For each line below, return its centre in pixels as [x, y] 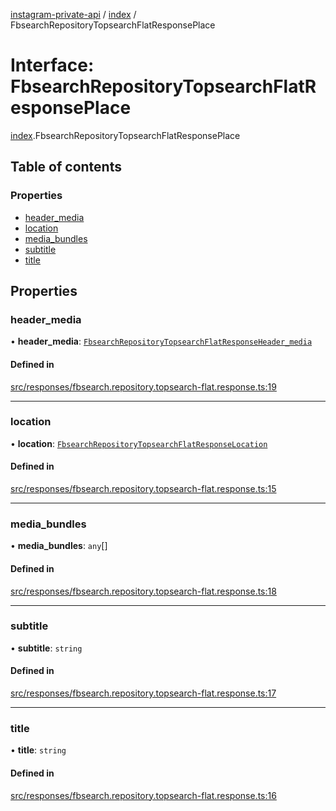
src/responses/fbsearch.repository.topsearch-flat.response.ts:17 [143, 693]
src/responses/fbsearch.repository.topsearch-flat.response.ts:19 [143, 386]
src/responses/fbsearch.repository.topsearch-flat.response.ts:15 [143, 489]
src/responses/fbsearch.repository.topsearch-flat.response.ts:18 [143, 591]
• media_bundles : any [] [59, 546]
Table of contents [66, 167]
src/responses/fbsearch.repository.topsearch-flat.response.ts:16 [143, 795]
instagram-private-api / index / [73, 14]
